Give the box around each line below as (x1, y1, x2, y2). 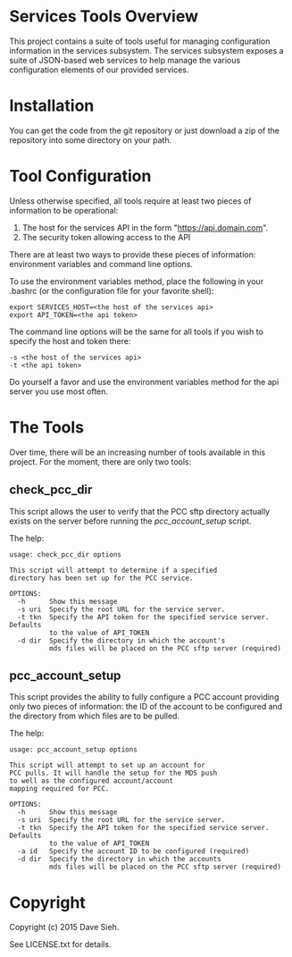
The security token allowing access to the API (21, 231, 191, 242)
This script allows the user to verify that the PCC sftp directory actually (9, 506, 271, 516)
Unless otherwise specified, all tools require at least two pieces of (9, 195, 252, 206)
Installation (9, 96, 95, 116)
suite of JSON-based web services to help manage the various (9, 55, 241, 65)
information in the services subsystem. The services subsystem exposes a (9, 45, 284, 55)
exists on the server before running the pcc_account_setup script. (9, 516, 252, 526)
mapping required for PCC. (9, 785, 110, 793)
